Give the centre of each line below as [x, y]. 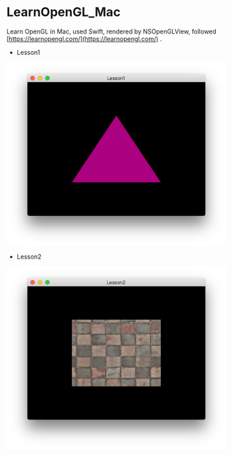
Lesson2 [29, 256]
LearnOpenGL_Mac [64, 12]
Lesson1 [28, 52]
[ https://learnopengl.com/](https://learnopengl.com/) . [84, 38]
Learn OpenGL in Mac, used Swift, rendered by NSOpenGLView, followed [111, 31]
